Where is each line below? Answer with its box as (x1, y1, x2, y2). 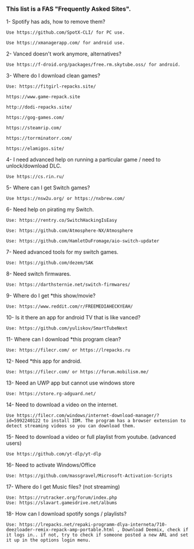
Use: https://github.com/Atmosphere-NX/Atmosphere (6, 228, 133, 234)
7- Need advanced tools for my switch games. (6, 248, 119, 256)
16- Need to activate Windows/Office (6, 461, 96, 469)
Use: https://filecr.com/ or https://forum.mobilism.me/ (6, 369, 149, 375)
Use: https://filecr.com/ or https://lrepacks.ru (6, 347, 131, 353)
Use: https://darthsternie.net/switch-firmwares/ (6, 282, 131, 288)
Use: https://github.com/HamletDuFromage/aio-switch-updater (6, 238, 160, 244)
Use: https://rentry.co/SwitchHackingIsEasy (6, 218, 117, 224)
